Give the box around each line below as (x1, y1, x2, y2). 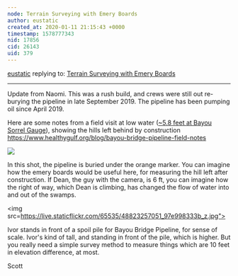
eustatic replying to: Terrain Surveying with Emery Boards (7, 69, 176, 78)
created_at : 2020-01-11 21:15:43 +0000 (7, 23, 125, 30)
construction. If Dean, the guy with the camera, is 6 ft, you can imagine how (7, 175, 229, 184)
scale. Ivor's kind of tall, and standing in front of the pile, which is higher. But (7, 233, 231, 241)
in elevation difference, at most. (7, 248, 100, 256)
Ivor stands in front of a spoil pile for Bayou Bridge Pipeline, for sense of (7, 225, 218, 234)
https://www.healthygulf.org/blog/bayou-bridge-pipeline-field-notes (7, 133, 207, 142)
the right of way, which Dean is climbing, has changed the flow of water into (7, 183, 229, 191)
